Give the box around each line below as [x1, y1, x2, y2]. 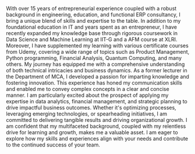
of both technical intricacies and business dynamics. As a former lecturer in [6, 67, 187, 73]
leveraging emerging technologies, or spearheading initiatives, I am [6, 110, 168, 117]
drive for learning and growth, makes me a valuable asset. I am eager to [6, 129, 179, 136]
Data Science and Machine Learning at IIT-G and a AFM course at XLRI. [6, 36, 178, 43]
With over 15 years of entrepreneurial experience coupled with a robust [6, 5, 177, 12]
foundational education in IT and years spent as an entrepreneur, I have [6, 23, 178, 30]
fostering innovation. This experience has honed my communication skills [6, 79, 182, 86]
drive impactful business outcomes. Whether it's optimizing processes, [6, 104, 176, 111]
